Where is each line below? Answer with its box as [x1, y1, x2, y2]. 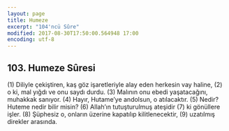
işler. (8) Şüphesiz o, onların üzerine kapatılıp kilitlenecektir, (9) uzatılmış [7, 109, 215, 118]
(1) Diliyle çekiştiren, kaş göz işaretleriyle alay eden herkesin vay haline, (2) [7, 80, 223, 88]
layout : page [7, 10, 45, 17]
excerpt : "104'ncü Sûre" [7, 23, 80, 30]
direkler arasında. [7, 117, 58, 125]
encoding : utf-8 [7, 36, 54, 43]
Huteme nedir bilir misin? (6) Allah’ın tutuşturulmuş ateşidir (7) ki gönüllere [7, 102, 221, 111]
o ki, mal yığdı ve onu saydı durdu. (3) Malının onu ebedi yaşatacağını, [7, 88, 208, 96]
